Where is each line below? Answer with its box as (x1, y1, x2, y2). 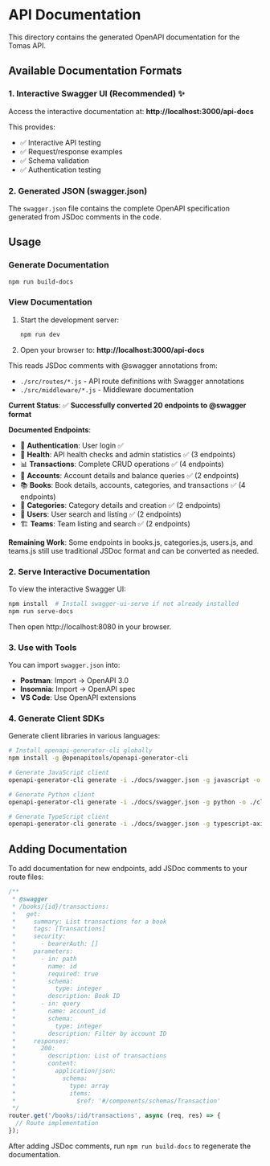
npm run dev (19, 330, 60, 338)
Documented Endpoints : (8, 424, 91, 435)
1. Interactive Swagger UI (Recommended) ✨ (8, 88, 185, 100)
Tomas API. (8, 40, 47, 50)
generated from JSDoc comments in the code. (8, 211, 162, 222)
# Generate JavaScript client (8, 769, 110, 777)
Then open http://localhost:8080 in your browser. (8, 621, 172, 632)
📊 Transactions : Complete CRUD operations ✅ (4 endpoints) (19, 459, 224, 468)
